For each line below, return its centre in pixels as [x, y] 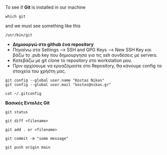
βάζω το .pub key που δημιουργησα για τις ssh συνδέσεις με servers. [85, 55]
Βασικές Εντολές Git [27, 103]
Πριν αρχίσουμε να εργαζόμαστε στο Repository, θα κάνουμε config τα [87, 66]
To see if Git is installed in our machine [46, 7]
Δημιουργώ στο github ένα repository [53, 44]
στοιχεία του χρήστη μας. [39, 71]
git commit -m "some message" [37, 138]
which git [16, 17]
